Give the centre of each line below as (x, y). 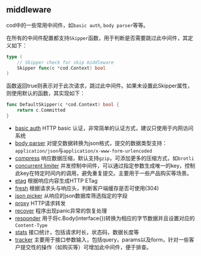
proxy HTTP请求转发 (40, 203)
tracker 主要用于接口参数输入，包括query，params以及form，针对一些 (102, 239)
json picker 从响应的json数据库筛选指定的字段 (71, 195)
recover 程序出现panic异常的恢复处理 (61, 210)
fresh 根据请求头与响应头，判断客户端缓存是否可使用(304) (87, 188)
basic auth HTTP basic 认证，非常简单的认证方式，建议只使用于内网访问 (104, 128)
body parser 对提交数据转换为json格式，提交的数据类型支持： (91, 143)
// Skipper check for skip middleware (65, 62)
